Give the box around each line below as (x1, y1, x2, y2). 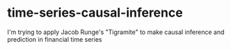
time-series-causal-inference (7, 5, 183, 21)
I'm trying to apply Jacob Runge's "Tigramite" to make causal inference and (7, 28, 225, 36)
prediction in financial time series (7, 35, 102, 43)
